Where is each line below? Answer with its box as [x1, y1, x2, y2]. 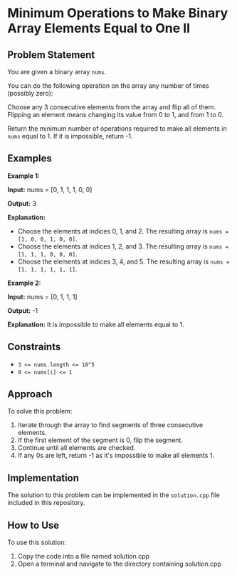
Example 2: [7, 279, 41, 287]
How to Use [7, 519, 60, 531]
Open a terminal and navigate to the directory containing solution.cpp [17, 559, 222, 569]
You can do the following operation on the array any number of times [7, 81, 210, 90]
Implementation [7, 471, 80, 484]
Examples [7, 152, 52, 165]
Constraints [7, 341, 61, 353]
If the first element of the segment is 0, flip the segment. [17, 436, 184, 444]
